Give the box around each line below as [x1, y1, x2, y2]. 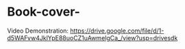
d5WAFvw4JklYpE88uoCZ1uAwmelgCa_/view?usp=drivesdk [7, 33, 178, 42]
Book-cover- [7, 4, 81, 20]
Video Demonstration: [7, 27, 69, 35]
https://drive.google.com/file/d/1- [70, 27, 164, 35]
